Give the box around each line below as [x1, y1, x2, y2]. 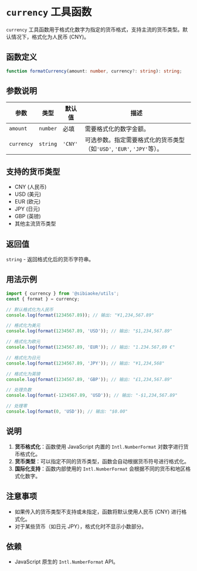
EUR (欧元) [14, 198, 41, 205]
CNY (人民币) [14, 183, 47, 191]
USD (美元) [14, 191, 42, 198]
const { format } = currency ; [6, 296, 80, 302]
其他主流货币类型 [14, 220, 56, 227]
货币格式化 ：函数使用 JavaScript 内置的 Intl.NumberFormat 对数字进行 [14, 443, 184, 450]
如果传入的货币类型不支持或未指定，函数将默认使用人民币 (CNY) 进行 [14, 508, 182, 515]
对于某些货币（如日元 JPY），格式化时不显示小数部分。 [14, 523, 147, 530]
